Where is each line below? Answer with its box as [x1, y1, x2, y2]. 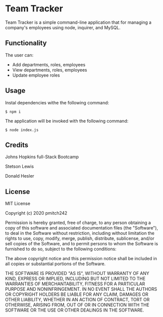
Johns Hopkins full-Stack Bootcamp [5, 154, 79, 160]
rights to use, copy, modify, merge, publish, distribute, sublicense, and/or [5, 235, 155, 241]
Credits [5, 140, 29, 149]
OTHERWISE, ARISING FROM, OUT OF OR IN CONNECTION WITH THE [5, 302, 150, 308]
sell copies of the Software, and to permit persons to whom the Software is [5, 241, 159, 247]
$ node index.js [5, 127, 39, 133]
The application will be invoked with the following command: [5, 118, 129, 124]
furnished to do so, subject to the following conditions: [5, 246, 116, 252]
